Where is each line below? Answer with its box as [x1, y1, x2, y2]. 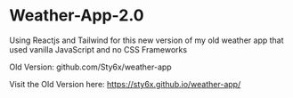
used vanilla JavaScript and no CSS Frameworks [9, 44, 188, 54]
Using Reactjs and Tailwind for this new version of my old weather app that [9, 35, 284, 45]
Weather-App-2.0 [9, 5, 144, 26]
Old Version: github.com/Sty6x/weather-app [9, 61, 172, 72]
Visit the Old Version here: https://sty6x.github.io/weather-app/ [9, 78, 241, 89]
